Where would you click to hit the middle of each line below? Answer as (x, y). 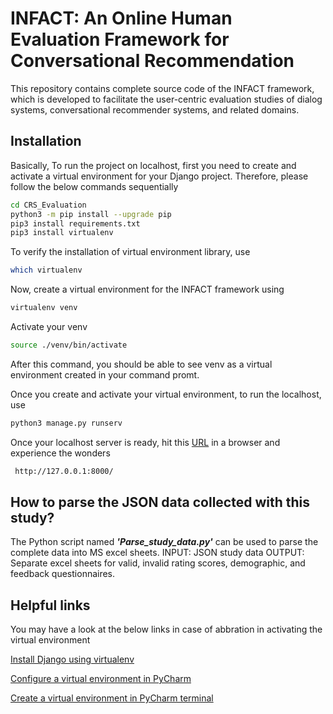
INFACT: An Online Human (121, 18)
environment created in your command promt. (105, 374)
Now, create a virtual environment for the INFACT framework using (147, 289)
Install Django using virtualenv (72, 659)
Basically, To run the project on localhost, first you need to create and (153, 165)
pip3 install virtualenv (62, 233)
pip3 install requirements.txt (75, 223)
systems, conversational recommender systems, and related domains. (155, 109)
